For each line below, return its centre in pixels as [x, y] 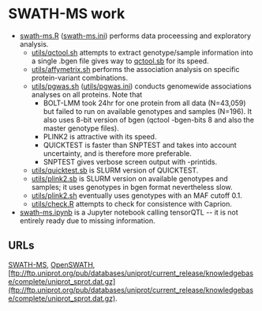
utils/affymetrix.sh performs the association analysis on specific [135, 69]
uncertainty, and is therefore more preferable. [117, 153]
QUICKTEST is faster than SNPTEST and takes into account [140, 145]
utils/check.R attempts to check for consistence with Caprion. [132, 203]
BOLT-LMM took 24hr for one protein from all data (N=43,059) [144, 103]
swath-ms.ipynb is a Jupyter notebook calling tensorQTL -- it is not [129, 212]
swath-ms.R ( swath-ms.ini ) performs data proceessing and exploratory [135, 36]
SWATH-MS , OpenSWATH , [52, 264]
